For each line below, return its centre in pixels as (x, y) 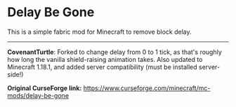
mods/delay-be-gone (38, 95)
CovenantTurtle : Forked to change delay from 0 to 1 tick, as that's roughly (115, 52)
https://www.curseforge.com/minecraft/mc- (147, 88)
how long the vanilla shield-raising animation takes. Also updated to (105, 59)
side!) (15, 74)
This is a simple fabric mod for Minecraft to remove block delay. (99, 32)
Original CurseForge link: (45, 88)
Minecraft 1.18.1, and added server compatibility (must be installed (103, 67)
